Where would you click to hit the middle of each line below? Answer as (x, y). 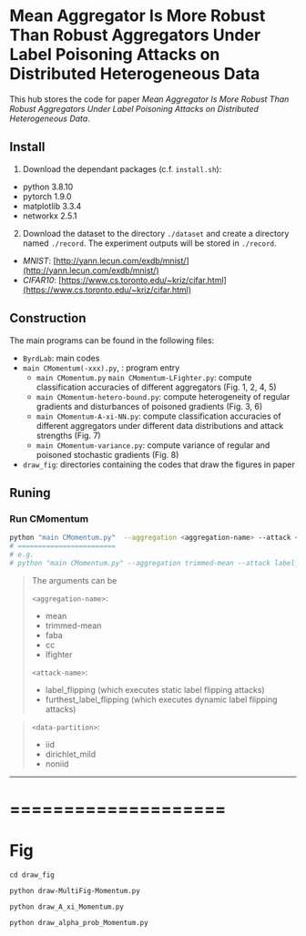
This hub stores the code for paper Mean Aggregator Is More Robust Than (149, 99)
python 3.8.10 (48, 187)
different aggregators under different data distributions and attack (160, 425)
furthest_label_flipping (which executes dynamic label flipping (161, 699)
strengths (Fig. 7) (69, 435)
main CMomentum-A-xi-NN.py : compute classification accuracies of (158, 416)
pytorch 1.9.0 (47, 196)
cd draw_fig (32, 875)
